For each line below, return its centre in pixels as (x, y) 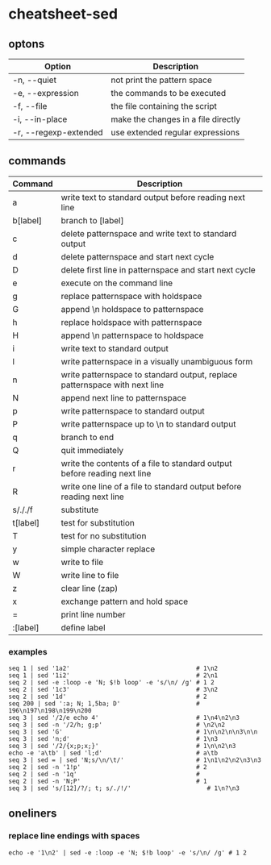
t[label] (26, 522)
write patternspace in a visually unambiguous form (157, 361)
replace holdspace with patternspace (131, 322)
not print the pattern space (161, 80)
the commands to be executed (169, 93)
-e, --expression (46, 93)
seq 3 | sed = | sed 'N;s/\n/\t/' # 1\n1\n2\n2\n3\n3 (135, 760)
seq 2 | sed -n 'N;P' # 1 (108, 782)
